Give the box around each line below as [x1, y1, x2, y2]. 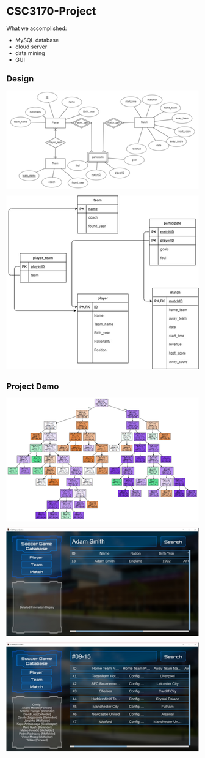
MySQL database [15, 36, 59, 43]
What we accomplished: [6, 24, 67, 32]
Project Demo [6, 381, 59, 391]
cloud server [15, 43, 48, 50]
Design [6, 73, 34, 84]
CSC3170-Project [6, 4, 96, 18]
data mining [15, 49, 45, 56]
